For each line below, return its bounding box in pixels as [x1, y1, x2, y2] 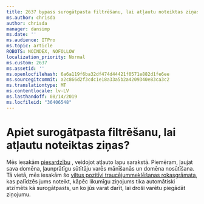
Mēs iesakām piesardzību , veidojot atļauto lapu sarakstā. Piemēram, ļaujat [6, 158, 193, 166]
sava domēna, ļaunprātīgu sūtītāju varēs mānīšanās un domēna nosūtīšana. [6, 165, 195, 172]
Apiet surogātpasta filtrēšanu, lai [6, 125, 176, 139]
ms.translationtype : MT [6, 83, 67, 89]
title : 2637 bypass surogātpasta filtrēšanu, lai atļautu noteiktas [6, 8, 183, 15]
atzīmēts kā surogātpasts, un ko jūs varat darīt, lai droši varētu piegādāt [6, 184, 186, 191]
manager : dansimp [6, 25, 50, 32]
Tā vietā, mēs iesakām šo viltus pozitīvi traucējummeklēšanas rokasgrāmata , [6, 171, 198, 178]
